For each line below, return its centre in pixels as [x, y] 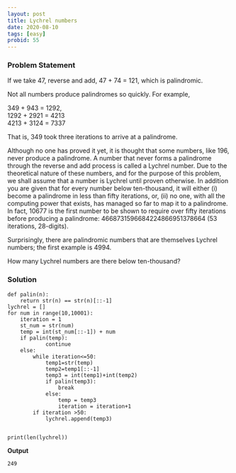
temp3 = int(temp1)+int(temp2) [91, 375]
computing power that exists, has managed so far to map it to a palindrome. [118, 204]
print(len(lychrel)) [38, 437]
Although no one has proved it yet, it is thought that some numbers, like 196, [118, 151]
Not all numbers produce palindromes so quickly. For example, [99, 94]
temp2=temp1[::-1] [72, 369]
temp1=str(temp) [69, 363]
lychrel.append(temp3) [79, 419]
